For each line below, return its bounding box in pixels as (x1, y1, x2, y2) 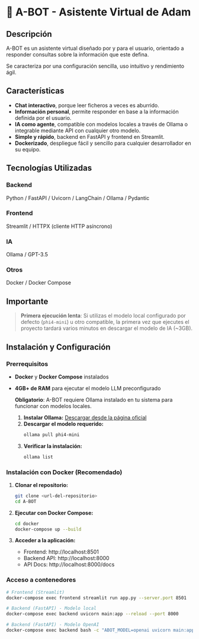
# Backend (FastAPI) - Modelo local (6, 605, 97, 612)
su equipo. (14, 145, 41, 153)
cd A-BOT (14, 498, 37, 504)
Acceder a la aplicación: (14, 537, 76, 544)
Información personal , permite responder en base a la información (14, 108, 179, 115)
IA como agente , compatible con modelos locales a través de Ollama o (14, 120, 188, 128)
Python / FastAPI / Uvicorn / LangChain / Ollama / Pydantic (6, 194, 150, 201)
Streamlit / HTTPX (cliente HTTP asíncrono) (6, 222, 113, 230)
